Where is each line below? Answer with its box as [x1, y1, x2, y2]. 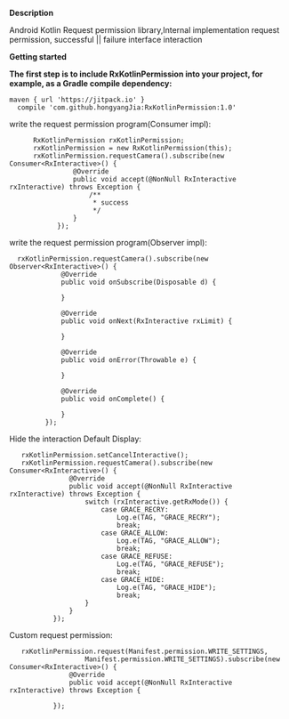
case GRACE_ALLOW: [100, 529, 169, 537]
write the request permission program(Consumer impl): [9, 119, 212, 129]
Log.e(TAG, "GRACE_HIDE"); [116, 583, 217, 592]
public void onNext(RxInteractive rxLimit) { [60, 317, 233, 326]
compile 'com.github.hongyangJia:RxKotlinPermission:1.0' [17, 103, 237, 112]
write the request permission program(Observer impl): [9, 238, 207, 247]
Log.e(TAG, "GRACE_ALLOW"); [116, 537, 221, 545]
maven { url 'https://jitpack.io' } [9, 95, 145, 104]
